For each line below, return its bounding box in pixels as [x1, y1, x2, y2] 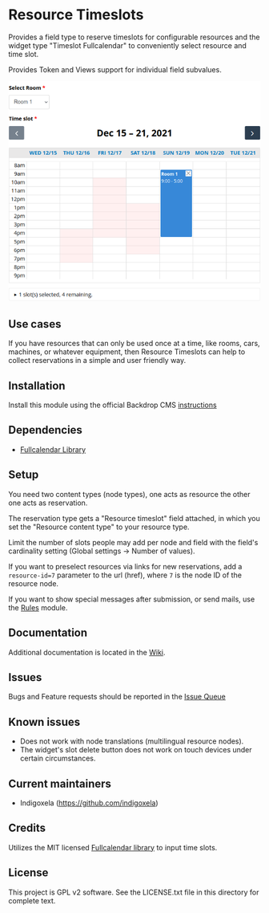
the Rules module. [8, 602, 68, 612]
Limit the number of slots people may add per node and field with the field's [8, 537, 259, 547]
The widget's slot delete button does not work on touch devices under [19, 745, 252, 755]
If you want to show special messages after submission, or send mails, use [8, 594, 255, 604]
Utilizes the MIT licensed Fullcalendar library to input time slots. [8, 842, 218, 852]
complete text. [8, 895, 56, 905]
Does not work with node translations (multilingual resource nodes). [19, 736, 244, 746]
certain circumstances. [19, 753, 96, 764]
